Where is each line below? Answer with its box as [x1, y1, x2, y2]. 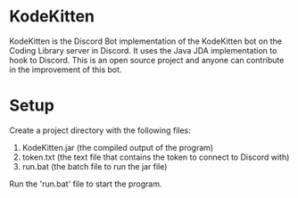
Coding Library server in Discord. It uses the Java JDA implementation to [9, 45, 277, 55]
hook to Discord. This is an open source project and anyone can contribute [9, 54, 285, 65]
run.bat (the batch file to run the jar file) [21, 161, 168, 171]
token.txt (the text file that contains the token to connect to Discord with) [21, 152, 290, 162]
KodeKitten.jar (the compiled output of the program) [21, 142, 214, 153]
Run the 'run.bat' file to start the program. [9, 178, 162, 189]
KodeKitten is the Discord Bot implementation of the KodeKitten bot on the [9, 36, 283, 46]
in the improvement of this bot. [9, 64, 122, 75]
